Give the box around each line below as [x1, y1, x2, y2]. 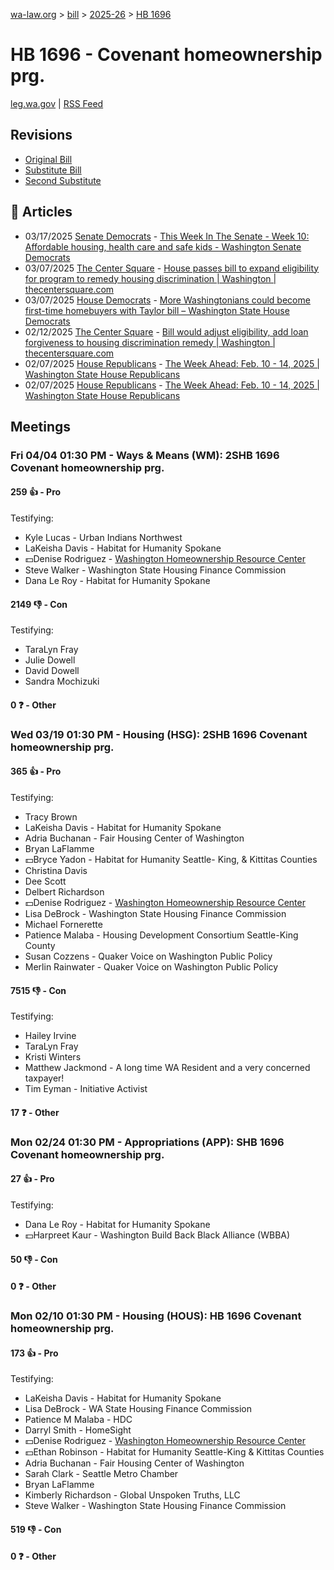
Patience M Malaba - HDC [24, 1414, 133, 1426]
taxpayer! [24, 1072, 65, 1084]
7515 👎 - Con [10, 984, 67, 996]
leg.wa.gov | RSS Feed [10, 97, 104, 109]
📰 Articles [10, 204, 73, 221]
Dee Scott [24, 875, 67, 887]
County [24, 940, 56, 951]
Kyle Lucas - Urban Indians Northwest [24, 532, 183, 544]
